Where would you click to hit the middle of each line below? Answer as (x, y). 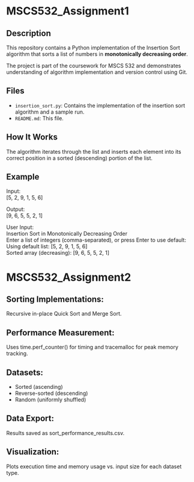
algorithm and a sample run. (50, 112)
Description (29, 33)
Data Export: (30, 419)
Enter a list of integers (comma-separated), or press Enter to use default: (96, 240)
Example (23, 177)
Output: (16, 209)
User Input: (20, 227)
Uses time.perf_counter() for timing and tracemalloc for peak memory (92, 347)
